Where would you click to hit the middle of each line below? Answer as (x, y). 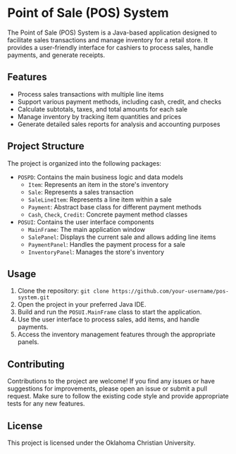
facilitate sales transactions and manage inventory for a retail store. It (108, 39)
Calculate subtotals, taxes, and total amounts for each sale (103, 109)
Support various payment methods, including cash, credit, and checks (119, 102)
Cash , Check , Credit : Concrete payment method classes (108, 214)
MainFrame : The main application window (87, 229)
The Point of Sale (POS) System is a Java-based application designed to (112, 32)
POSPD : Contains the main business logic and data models (100, 177)
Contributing (36, 364)
